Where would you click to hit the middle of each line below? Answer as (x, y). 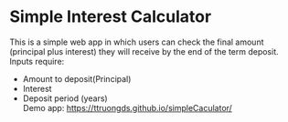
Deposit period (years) (65, 98)
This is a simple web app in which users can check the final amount (137, 42)
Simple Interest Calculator (111, 17)
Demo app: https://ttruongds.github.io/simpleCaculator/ (128, 107)
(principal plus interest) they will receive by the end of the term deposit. (144, 51)
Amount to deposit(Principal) (77, 78)
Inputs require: (37, 61)
